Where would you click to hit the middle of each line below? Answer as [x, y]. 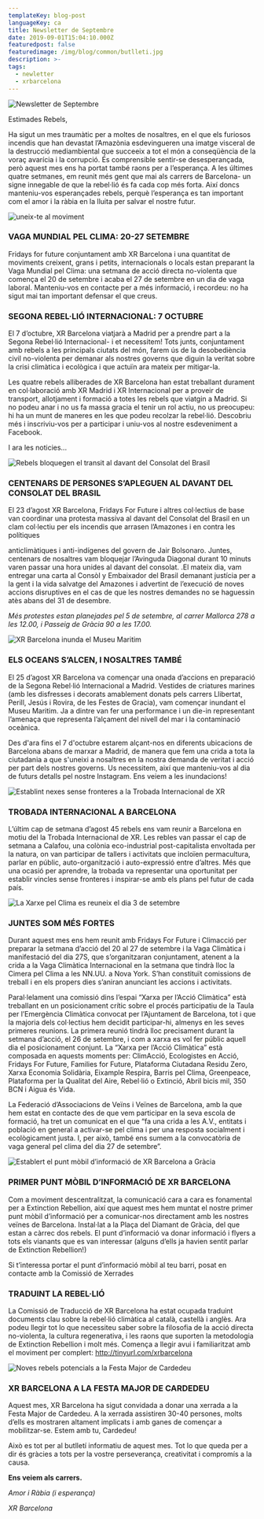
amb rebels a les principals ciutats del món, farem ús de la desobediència [127, 350]
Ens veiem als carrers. [45, 1478]
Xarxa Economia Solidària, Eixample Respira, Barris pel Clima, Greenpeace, [130, 1073]
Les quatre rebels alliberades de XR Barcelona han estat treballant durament [132, 382]
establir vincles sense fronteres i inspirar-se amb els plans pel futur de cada [131, 879]
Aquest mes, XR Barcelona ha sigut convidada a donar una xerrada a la [123, 1406]
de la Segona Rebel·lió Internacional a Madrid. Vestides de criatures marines [132, 685]
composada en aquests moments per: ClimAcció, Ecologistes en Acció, [124, 1056]
